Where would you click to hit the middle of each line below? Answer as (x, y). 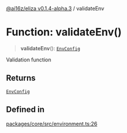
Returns (21, 78)
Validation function (29, 59)
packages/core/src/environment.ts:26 (52, 124)
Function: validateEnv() (64, 32)
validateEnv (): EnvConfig (50, 48)
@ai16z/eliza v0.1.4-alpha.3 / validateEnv (55, 8)
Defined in (25, 110)
